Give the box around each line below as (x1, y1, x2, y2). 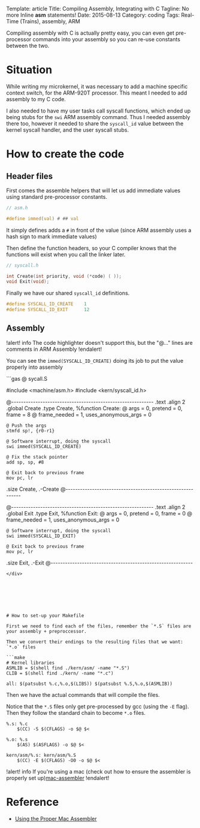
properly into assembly (6, 363, 63, 371)
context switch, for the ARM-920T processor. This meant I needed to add (6, 89, 187, 96)
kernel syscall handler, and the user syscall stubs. (6, 126, 129, 134)
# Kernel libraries (6, 660, 55, 666)
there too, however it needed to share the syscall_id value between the (6, 120, 184, 127)
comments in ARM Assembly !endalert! (6, 345, 102, 353)
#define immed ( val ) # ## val (6, 216, 79, 222)
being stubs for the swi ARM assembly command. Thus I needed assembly (6, 113, 190, 120)
